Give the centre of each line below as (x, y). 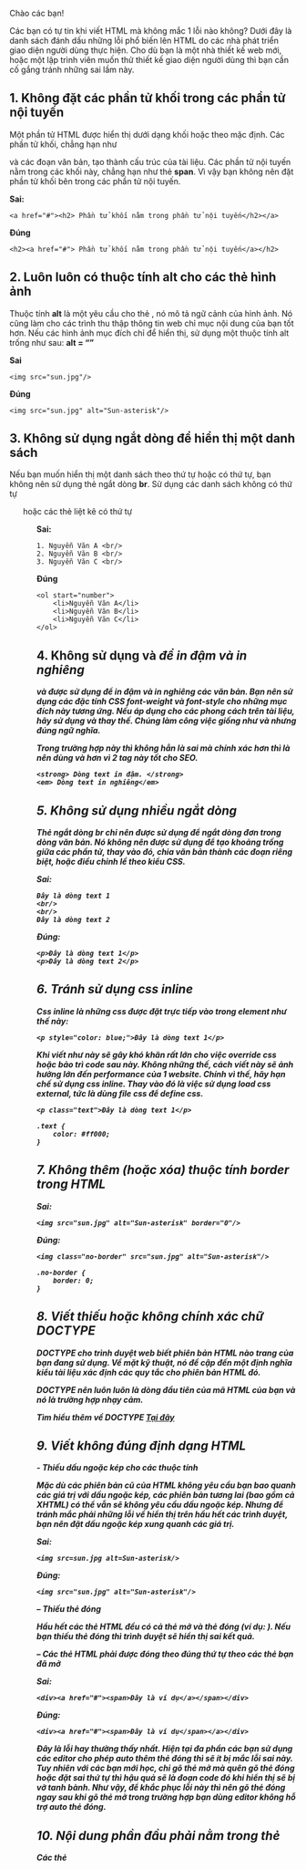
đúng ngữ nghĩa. (68, 731)
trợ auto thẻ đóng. (71, 1807)
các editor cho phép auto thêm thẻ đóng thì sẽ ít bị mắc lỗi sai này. (164, 1759)
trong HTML (71, 1184)
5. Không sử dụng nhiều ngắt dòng (137, 810)
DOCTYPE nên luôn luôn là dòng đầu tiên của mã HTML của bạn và (166, 1389)
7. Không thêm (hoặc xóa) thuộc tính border (163, 1170)
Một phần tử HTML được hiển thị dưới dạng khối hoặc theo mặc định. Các (147, 134)
